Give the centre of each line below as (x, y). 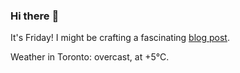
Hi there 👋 (35, 16)
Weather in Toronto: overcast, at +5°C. (90, 57)
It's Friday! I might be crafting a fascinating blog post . (120, 38)
